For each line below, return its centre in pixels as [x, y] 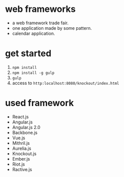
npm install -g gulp [33, 73]
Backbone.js [25, 132]
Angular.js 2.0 [26, 127]
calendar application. [33, 33]
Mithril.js [21, 143]
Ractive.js [22, 169]
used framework [40, 103]
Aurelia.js [22, 148]
